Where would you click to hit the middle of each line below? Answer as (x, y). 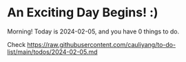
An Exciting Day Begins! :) (83, 13)
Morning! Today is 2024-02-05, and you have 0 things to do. (93, 31)
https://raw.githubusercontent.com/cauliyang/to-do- (102, 44)
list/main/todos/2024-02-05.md (52, 52)
